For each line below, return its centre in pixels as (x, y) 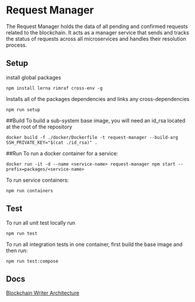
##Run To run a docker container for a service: (62, 153)
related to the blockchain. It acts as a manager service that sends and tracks (97, 32)
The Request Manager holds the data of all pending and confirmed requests (97, 26)
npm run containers (30, 190)
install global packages (33, 77)
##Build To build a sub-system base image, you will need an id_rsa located (96, 120)
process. (17, 45)
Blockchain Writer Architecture (43, 293)
